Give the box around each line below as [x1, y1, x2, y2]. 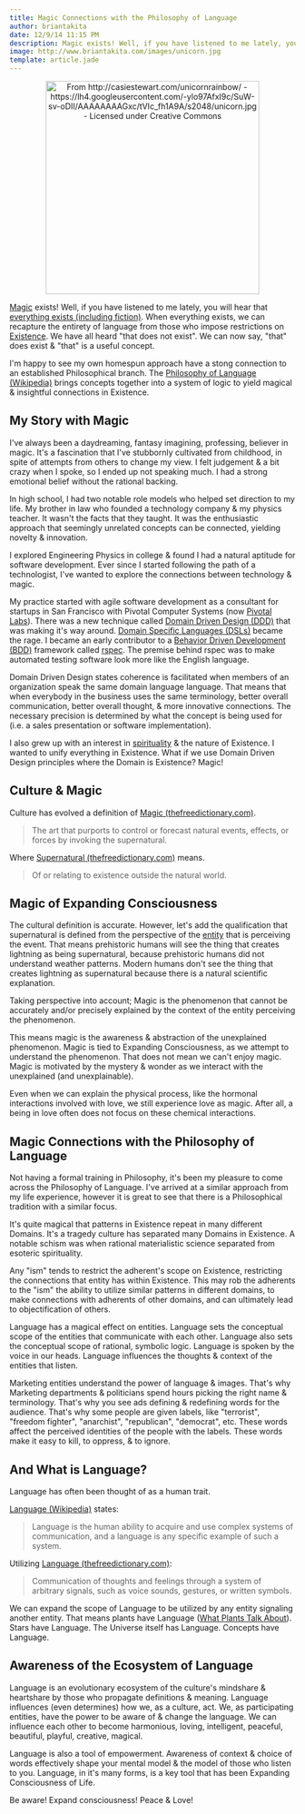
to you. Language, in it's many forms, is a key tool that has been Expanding [9, 1767, 290, 1778]
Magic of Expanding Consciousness [9, 896, 218, 912]
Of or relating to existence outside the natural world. [31, 869, 227, 881]
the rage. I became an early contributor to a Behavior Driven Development [9, 635, 286, 646]
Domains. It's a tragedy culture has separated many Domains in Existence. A [9, 1228, 295, 1239]
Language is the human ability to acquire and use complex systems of [31, 1522, 293, 1533]
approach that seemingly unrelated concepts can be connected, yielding [9, 522, 281, 533]
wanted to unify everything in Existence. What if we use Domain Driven [9, 746, 275, 758]
